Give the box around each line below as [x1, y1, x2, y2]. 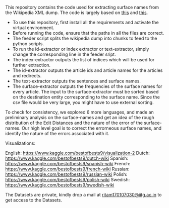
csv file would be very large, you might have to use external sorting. [12, 99, 154, 105]
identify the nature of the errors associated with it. [5, 131, 109, 136]
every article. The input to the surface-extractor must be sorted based [12, 89, 159, 94]
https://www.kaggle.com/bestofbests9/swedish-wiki [5, 182, 115, 188]
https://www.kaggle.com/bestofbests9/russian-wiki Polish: [5, 171, 128, 177]
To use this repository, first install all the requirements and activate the [12, 20, 159, 25]
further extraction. [12, 62, 51, 68]
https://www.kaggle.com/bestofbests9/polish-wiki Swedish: [5, 177, 130, 182]
